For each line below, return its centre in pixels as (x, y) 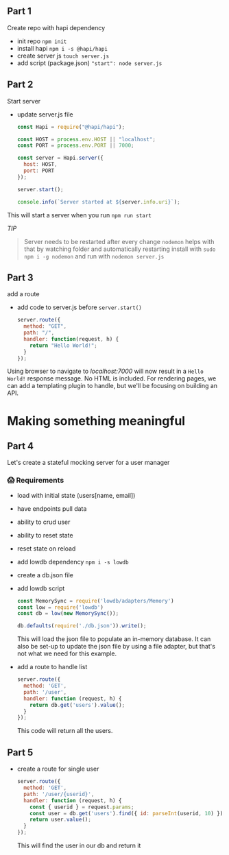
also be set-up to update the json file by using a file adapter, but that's (116, 647)
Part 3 (20, 277)
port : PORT (39, 171)
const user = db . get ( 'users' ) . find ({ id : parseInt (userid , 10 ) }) (126, 813)
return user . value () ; (60, 820)
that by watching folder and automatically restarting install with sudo (120, 249)
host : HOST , (40, 165)
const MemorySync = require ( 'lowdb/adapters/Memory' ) (95, 601)
